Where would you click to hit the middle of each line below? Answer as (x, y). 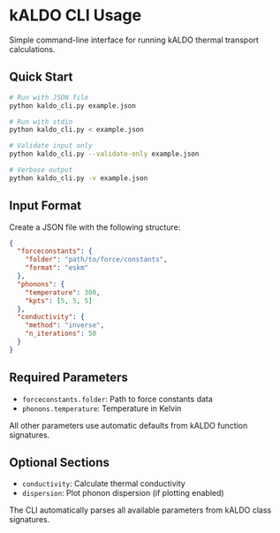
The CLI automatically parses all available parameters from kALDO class (140, 510)
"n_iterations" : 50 (61, 334)
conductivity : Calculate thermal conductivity (103, 484)
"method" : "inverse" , (64, 325)
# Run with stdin (41, 122)
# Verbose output (41, 170)
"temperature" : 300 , (63, 293)
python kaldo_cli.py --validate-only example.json (104, 154)
